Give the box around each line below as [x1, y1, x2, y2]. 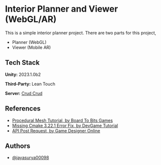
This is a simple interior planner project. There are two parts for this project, [5, 30, 157, 36]
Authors [5, 142, 31, 150]
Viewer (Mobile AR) [12, 44, 51, 50]
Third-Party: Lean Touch [5, 81, 56, 87]
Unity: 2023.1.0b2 [5, 72, 41, 77]
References [5, 105, 41, 113]
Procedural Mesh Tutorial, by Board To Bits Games [12, 117, 113, 123]
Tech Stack [5, 58, 40, 67]
